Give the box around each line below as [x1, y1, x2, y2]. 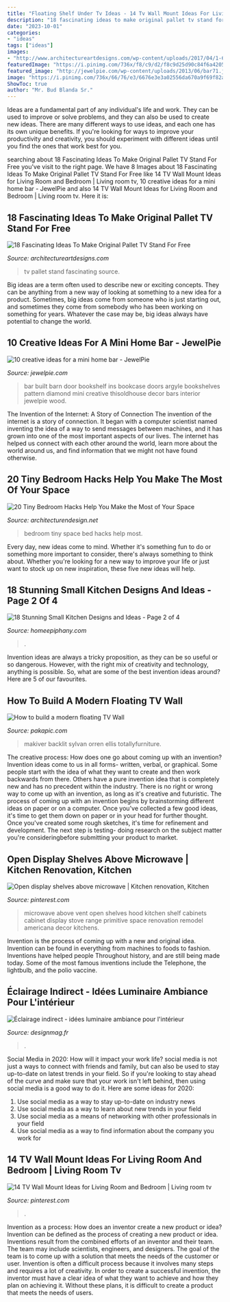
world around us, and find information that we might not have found [7, 446, 198, 454]
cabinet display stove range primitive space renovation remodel [23, 917, 203, 924]
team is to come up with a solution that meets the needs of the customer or [7, 1252, 219, 1260]
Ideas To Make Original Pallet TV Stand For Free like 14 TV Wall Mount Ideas [7, 170, 221, 179]
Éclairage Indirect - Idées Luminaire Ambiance [7, 986, 209, 998]
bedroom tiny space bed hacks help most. [23, 529, 143, 537]
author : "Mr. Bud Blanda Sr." [7, 87, 94, 93]
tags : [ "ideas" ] [7, 42, 53, 49]
